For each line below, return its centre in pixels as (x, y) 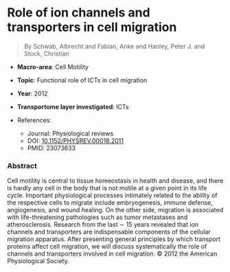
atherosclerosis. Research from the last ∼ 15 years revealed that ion (103, 225)
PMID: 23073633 (51, 148)
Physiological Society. (38, 261)
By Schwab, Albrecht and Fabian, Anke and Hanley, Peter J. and (114, 46)
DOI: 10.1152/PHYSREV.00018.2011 (75, 140)
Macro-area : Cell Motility (53, 67)
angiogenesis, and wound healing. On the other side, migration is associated (115, 210)
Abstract (22, 166)
